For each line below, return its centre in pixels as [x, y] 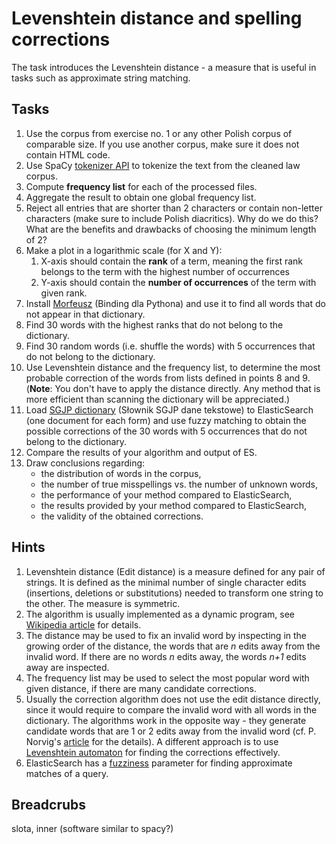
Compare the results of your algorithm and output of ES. [141, 452]
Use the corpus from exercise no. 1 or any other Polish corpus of [159, 133]
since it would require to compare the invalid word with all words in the [171, 709]
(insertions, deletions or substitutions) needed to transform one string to [174, 593]
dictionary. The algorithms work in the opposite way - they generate [166, 720]
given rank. [64, 293]
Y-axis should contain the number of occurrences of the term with [178, 282]
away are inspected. [67, 667]
